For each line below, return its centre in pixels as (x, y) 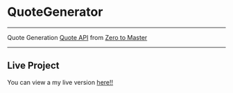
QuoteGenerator (55, 12)
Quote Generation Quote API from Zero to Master (77, 37)
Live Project (34, 66)
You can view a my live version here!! (60, 82)
